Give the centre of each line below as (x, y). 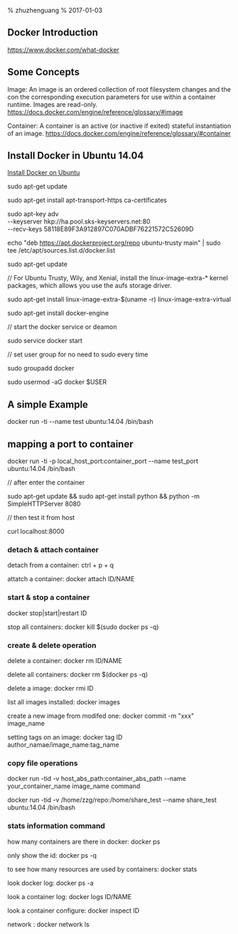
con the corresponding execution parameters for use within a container (112, 97)
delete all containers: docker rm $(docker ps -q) (78, 674)
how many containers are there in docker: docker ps (84, 842)
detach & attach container (53, 549)
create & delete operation (52, 645)
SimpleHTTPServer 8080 (44, 504)
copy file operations (43, 763)
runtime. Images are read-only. (53, 104)
